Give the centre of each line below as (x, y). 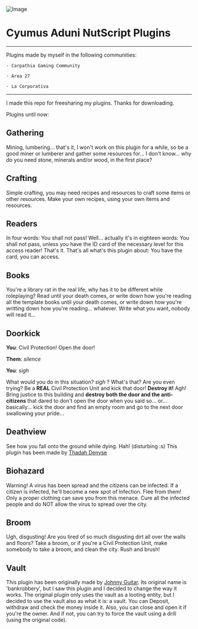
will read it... (21, 315)
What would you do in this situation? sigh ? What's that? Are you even (90, 382)
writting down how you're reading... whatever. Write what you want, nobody (98, 309)
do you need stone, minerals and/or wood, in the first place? (79, 160)
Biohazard (25, 471)
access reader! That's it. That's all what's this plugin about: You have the (94, 251)
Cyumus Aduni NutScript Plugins (88, 33)
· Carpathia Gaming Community (43, 66)
